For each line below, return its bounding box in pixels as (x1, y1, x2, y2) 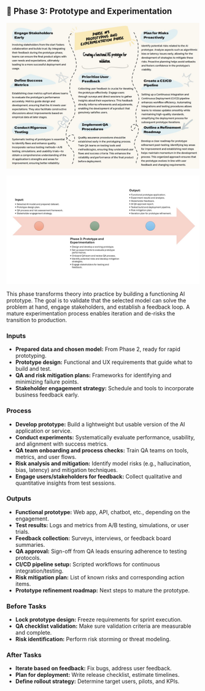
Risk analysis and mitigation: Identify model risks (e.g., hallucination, (15, 460, 191, 467)
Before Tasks (6, 602, 47, 611)
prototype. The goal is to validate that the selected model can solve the (6, 296, 187, 304)
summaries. (15, 541, 45, 548)
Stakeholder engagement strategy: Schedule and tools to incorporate (15, 385, 195, 392)
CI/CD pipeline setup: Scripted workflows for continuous (15, 560, 160, 568)
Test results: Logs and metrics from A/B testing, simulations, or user (15, 521, 189, 528)
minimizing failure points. (15, 378, 79, 385)
